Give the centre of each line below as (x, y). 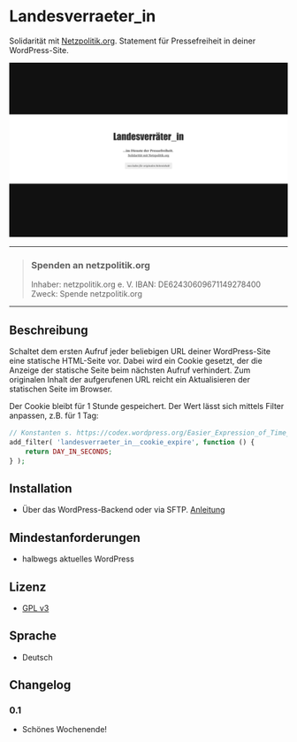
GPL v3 (35, 607)
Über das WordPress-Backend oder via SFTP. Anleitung (123, 510)
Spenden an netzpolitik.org (90, 265)
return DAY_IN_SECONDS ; (69, 452)
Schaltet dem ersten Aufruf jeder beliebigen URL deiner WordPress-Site (140, 352)
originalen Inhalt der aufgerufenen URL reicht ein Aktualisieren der (129, 380)
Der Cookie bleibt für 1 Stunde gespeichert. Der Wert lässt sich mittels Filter (147, 406)
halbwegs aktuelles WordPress (78, 559)
